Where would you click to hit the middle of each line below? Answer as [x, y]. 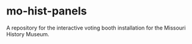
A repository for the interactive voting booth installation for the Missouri [96, 28]
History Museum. [28, 34]
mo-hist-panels [47, 11]
